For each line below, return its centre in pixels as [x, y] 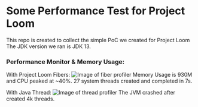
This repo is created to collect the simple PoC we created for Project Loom [98, 40]
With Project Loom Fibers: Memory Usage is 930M [99, 75]
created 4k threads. [31, 99]
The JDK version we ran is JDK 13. [49, 46]
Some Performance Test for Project [96, 11]
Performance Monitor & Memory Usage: [65, 62]
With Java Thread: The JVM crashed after [91, 93]
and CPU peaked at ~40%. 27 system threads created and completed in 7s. [99, 81]
